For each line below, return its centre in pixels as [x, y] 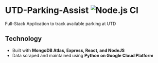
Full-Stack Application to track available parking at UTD [61, 24]
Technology [24, 39]
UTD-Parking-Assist [47, 10]
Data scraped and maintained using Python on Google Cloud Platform [83, 55]
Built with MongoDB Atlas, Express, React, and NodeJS [68, 50]
